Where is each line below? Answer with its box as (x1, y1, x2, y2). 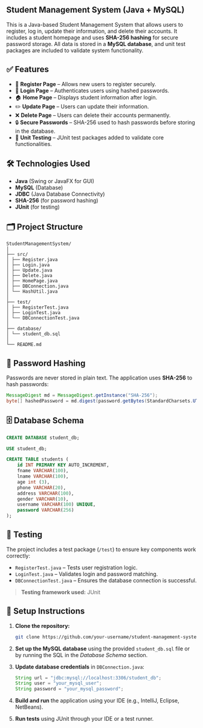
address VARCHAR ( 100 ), (17, 490, 74, 496)
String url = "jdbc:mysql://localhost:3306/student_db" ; (14, 675, 162, 681)
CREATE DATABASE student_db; (6, 435, 80, 441)
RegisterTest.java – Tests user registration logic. (14, 564, 138, 571)
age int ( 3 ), (17, 479, 50, 485)
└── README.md (6, 342, 42, 348)
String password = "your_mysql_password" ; (14, 686, 124, 692)
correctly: (6, 552, 31, 559)
